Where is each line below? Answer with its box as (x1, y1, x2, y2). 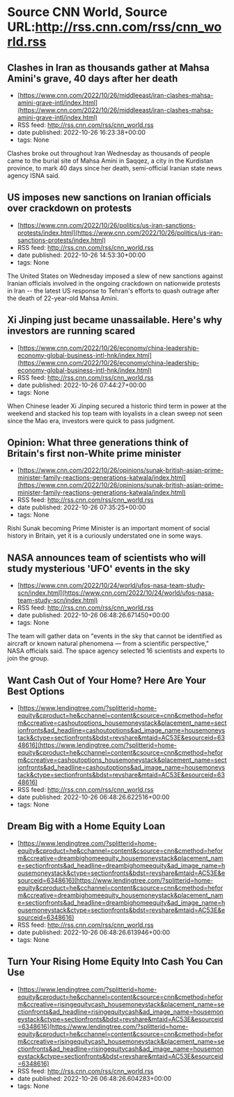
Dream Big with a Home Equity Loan (7, 820, 166, 832)
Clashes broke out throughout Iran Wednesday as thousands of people (7, 149, 210, 157)
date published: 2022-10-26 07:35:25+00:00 (17, 503, 146, 512)
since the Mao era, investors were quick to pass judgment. (7, 416, 175, 425)
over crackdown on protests (7, 203, 132, 214)
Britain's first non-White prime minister (7, 448, 182, 459)
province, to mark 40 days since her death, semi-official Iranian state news (7, 164, 222, 172)
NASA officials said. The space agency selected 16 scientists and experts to (7, 647, 225, 655)
